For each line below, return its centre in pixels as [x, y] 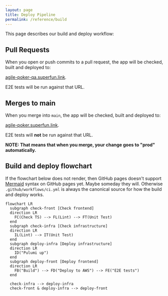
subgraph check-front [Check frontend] [52, 208]
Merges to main [30, 103]
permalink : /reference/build [36, 19]
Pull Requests [27, 50]
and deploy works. [25, 194]
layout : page [19, 10]
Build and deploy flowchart [49, 166]
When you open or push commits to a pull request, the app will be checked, [84, 62]
